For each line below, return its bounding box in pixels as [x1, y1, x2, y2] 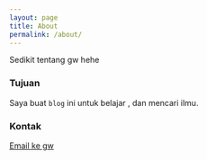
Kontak [9, 120, 42, 132]
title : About [9, 22, 58, 31]
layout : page [9, 13, 58, 22]
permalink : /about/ [9, 30, 83, 39]
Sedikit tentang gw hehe [9, 55, 100, 66]
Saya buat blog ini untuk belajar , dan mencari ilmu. [9, 97, 199, 108]
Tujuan [9, 77, 40, 90]
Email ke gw [9, 140, 54, 151]
